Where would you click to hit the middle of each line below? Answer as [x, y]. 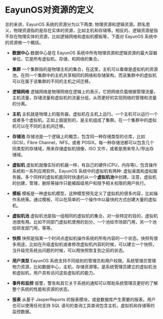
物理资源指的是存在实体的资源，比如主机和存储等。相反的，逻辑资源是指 [86, 30]
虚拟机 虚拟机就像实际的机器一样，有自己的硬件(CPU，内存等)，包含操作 [85, 165]
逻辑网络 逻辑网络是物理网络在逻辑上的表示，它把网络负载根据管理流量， [85, 91]
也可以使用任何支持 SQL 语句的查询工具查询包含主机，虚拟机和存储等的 [83, 305]
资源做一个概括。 [26, 42]
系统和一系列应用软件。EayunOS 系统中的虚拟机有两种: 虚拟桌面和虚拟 [82, 171]
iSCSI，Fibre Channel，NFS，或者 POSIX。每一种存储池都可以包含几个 [83, 142]
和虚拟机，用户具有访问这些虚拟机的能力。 [55, 272]
